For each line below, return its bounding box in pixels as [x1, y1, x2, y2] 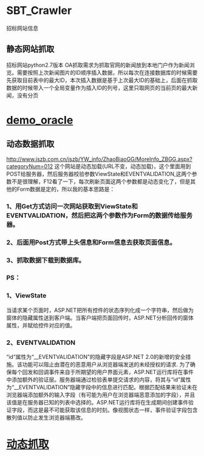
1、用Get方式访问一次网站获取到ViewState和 [6, 202, 138, 210]
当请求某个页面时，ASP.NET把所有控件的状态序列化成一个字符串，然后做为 [6, 306, 194, 313]
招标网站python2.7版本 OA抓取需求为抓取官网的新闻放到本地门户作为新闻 [6, 61, 190, 69]
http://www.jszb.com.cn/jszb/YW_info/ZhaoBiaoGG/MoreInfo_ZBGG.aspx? [6, 155, 192, 163]
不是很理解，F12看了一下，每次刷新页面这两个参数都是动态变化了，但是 [11, 177, 191, 185]
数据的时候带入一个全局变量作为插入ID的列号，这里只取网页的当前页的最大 [6, 84, 192, 91]
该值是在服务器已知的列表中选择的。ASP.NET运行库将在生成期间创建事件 [6, 399, 189, 406]
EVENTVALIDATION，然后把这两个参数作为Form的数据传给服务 [6, 211, 193, 219]
